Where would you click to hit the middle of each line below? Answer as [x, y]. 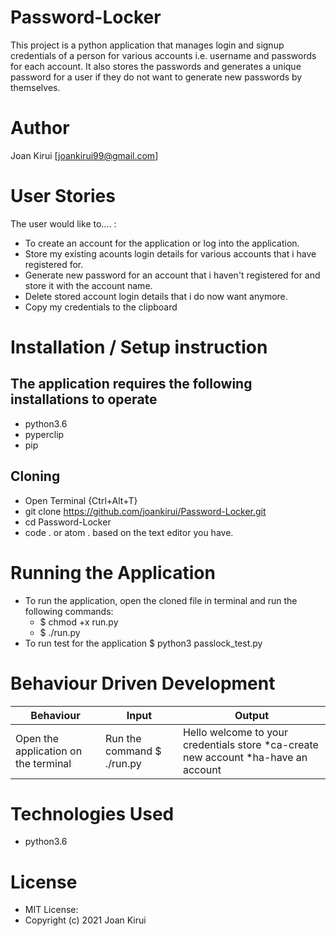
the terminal [43, 763]
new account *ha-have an [245, 757]
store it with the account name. [88, 285]
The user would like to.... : [63, 223]
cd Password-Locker [68, 522]
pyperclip [44, 434]
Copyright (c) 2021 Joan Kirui [85, 920]
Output [252, 715]
